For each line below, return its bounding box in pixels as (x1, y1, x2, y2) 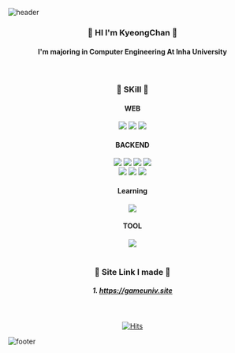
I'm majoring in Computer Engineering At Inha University (38, 47, 227, 56)
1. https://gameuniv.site (91, 286, 173, 295)
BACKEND (115, 140, 150, 149)
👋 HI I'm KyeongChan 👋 (88, 27, 177, 38)
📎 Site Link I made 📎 (94, 266, 171, 277)
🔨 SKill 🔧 (116, 84, 149, 95)
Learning (117, 186, 148, 196)
